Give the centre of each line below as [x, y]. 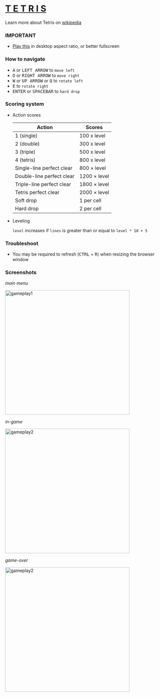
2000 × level [94, 192]
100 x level [92, 136]
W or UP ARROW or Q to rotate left [48, 81]
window [20, 260]
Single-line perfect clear [43, 168]
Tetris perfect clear [37, 192]
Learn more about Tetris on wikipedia [43, 22]
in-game [14, 422]
